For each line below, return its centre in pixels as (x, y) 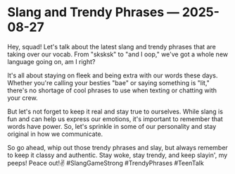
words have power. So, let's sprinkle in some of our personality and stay (112, 126)
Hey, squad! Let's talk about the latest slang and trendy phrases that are (112, 46)
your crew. (23, 98)
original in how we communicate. (55, 134)
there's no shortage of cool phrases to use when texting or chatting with (112, 90)
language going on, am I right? (51, 61)
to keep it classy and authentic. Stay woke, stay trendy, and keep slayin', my (118, 155)
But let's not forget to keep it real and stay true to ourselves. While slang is (115, 111)
